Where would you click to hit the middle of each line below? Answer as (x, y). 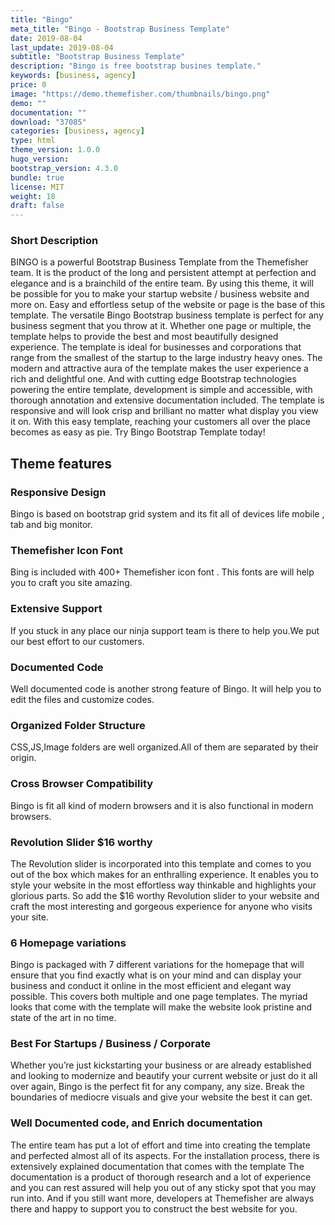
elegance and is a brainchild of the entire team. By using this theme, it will (162, 283)
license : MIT (37, 187)
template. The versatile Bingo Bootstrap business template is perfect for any (167, 315)
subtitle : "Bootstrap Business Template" (98, 57)
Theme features (61, 463)
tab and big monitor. (51, 525)
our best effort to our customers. (77, 641)
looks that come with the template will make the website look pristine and (161, 1007)
